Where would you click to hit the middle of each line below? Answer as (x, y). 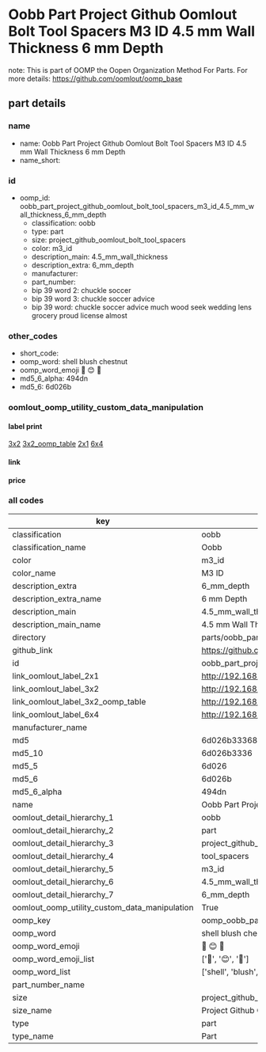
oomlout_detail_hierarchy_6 (63, 882)
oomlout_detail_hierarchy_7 (63, 894)
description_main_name (57, 625)
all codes (26, 500)
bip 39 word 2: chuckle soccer (81, 290)
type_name (33, 1036)
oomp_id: (35, 197)
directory (29, 637)
